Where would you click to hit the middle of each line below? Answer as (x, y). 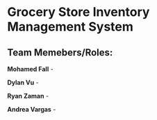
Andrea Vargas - (32, 109)
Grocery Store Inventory (78, 12)
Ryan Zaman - (28, 96)
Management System (71, 27)
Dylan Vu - (23, 83)
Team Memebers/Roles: (60, 52)
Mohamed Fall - (30, 69)
